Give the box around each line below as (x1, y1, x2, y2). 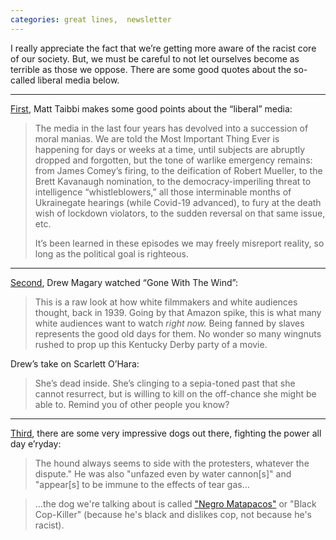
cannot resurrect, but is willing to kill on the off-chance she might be (34, 387, 317, 400)
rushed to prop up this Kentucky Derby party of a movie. (34, 338, 268, 350)
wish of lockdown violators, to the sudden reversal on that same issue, (34, 207, 326, 219)
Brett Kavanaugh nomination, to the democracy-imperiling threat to (34, 175, 312, 187)
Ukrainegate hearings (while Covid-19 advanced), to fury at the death (34, 196, 322, 208)
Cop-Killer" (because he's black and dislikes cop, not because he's (34, 508, 312, 520)
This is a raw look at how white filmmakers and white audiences (34, 296, 298, 308)
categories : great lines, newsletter (10, 14, 172, 25)
